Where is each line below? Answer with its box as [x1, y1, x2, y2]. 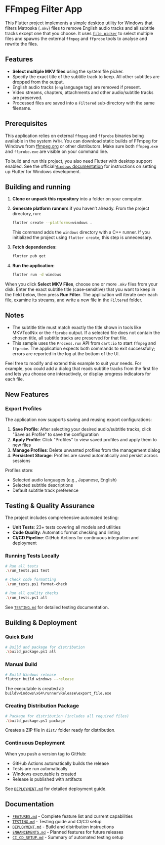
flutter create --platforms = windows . [12, 220, 92, 226]
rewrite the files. [5, 41, 39, 47]
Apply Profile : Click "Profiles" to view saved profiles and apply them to [12, 436, 157, 442]
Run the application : [12, 263, 55, 269]
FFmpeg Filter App [5, 3, 82, 15]
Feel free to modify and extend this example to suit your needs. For [5, 360, 142, 366]
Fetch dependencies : [12, 244, 57, 250]
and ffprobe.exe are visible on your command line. [5, 148, 109, 154]
